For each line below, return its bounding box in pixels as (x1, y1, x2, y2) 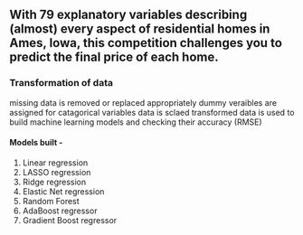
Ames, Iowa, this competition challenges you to (9, 35, 283, 51)
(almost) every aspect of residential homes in (9, 22, 270, 37)
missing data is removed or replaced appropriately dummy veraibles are (9, 97, 278, 108)
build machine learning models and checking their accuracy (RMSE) (9, 117, 262, 127)
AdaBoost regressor (22, 205, 98, 216)
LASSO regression (22, 166, 91, 177)
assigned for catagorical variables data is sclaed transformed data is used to (9, 107, 295, 117)
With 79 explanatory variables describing (9, 7, 248, 23)
